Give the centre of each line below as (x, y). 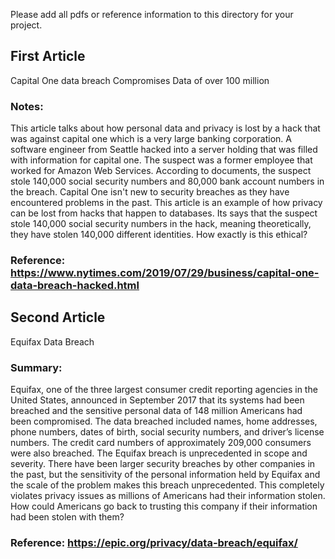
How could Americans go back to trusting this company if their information (164, 506)
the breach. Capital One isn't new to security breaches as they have (150, 192)
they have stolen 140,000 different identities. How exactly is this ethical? (159, 235)
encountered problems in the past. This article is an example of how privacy (166, 203)
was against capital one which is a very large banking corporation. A (151, 139)
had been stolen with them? (67, 517)
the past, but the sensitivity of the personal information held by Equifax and (165, 475)
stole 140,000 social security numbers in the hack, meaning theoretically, (161, 224)
